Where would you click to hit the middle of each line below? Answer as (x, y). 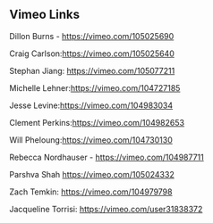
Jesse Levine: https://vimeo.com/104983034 (91, 105)
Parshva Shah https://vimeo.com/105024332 (92, 174)
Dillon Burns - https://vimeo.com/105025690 (92, 36)
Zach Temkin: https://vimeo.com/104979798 (91, 192)
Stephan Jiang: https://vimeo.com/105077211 (92, 70)
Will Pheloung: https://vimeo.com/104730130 (91, 140)
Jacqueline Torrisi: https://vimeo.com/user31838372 (106, 209)
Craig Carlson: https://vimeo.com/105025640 (92, 54)
